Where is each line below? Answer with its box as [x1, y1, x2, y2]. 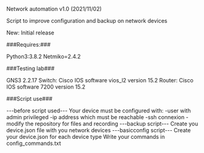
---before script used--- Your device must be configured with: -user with [6, 107, 191, 114]
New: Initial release [6, 29, 55, 36]
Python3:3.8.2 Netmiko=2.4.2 [6, 53, 81, 60]
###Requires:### [6, 41, 51, 48]
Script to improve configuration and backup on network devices [6, 17, 168, 24]
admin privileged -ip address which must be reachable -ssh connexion [6, 114, 185, 120]
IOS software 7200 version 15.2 [6, 83, 86, 90]
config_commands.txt [6, 139, 61, 147]
